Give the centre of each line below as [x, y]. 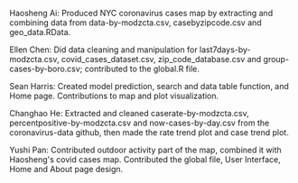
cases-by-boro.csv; [46, 69]
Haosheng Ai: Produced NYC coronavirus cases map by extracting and [141, 13]
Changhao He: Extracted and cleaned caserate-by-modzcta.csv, [130, 113]
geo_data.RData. [40, 32]
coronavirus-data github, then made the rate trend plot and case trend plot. [149, 133]
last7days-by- [225, 50]
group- [276, 59]
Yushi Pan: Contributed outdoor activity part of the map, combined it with [145, 150]
